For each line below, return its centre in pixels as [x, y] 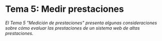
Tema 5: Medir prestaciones [64, 9]
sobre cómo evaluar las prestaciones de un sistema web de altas [72, 28]
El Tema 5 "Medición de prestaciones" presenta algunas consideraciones [81, 23]
